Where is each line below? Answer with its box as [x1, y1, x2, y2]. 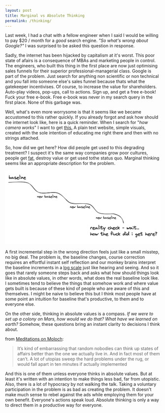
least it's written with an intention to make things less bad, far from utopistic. [5, 376, 160, 382]
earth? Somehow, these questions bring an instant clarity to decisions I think [5, 321, 160, 327]
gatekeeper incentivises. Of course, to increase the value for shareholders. [5, 84, 157, 90]
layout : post [5, 8, 32, 13]
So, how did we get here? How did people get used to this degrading [5, 145, 144, 151]
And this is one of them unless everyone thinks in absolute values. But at [5, 371, 153, 377]
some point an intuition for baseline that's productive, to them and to [5, 296, 144, 302]
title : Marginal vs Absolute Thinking [5, 13, 85, 18]
